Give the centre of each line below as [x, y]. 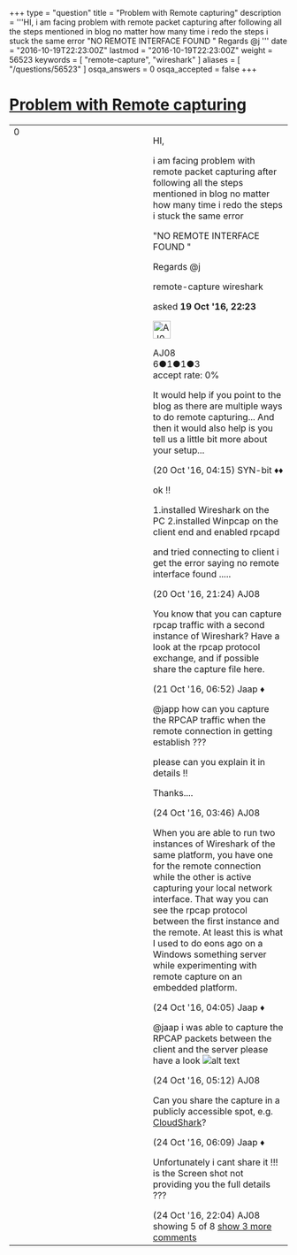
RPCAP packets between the [213, 1038]
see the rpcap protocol [200, 910]
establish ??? [180, 742]
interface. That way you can [211, 899]
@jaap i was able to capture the [218, 1027]
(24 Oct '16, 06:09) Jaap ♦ [209, 1142]
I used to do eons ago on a [208, 943]
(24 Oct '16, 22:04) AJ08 [207, 1215]
